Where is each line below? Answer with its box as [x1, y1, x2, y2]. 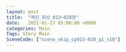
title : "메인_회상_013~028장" [6, 14, 79, 20]
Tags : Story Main [6, 31, 50, 37]
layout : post [6, 8, 39, 15]
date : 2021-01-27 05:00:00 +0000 [6, 20, 96, 26]
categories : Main [6, 25, 50, 32]
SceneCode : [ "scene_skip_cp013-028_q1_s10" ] [6, 36, 121, 42]
